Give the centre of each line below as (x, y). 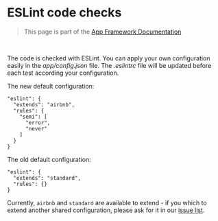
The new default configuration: (51, 86)
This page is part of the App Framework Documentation (102, 32)
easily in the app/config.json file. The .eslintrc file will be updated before (109, 65)
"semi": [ (34, 117)
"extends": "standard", (47, 178)
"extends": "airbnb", (44, 104)
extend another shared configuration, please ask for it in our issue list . (106, 210)
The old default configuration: (49, 159)
